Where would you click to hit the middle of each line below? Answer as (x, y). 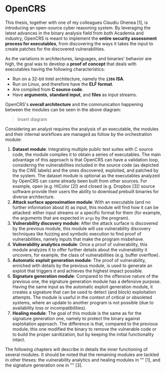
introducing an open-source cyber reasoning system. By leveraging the (78, 27)
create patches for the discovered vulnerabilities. (55, 49)
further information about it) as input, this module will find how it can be (85, 207)
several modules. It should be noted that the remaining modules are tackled (82, 355)
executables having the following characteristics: (55, 69)
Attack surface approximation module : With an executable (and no (82, 202)
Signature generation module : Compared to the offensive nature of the (85, 276)
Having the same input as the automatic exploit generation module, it (83, 286)
